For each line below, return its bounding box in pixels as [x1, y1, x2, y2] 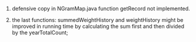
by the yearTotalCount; [11, 29, 69, 36]
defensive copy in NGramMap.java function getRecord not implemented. [11, 5, 190, 12]
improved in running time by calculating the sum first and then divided [11, 23, 185, 30]
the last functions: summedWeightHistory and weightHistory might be [11, 17, 183, 23]
